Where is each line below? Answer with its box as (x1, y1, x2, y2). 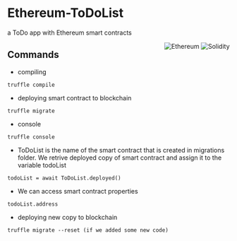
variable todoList (17, 160, 67, 169)
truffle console (7, 133, 55, 141)
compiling (17, 67, 47, 76)
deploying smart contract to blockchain (17, 93, 132, 102)
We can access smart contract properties (17, 187, 139, 195)
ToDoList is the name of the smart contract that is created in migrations (17, 146, 225, 154)
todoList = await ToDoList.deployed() (7, 175, 121, 182)
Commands (7, 49, 60, 61)
